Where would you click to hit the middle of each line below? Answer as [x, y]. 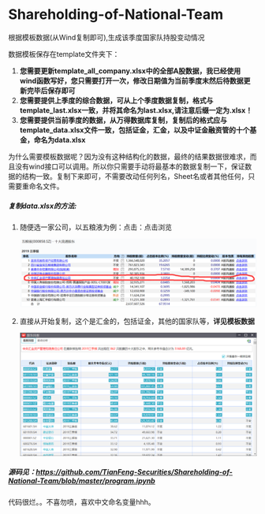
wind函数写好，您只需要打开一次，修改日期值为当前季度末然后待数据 [132, 80]
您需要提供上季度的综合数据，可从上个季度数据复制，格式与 [116, 100]
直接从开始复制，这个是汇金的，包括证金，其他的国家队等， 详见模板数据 [137, 321]
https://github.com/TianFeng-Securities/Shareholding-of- [134, 472]
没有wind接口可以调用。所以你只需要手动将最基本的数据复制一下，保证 [130, 166]
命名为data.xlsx [60, 140]
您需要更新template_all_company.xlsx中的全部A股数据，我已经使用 [130, 71]
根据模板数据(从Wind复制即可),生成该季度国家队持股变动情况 [106, 37]
